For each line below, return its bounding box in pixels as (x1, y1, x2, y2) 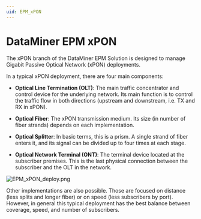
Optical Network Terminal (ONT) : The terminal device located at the (14, 151, 185, 158)
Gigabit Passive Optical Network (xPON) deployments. (6, 61, 141, 68)
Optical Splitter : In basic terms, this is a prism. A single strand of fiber (14, 133, 188, 140)
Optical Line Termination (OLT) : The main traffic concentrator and (14, 84, 179, 91)
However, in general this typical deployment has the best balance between (6, 199, 191, 207)
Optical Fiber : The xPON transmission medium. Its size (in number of (14, 115, 186, 122)
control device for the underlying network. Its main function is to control (14, 91, 193, 98)
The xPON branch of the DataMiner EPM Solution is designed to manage (6, 55, 186, 62)
